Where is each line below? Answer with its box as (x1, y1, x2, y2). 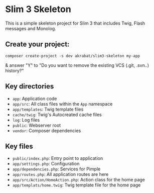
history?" (5, 67, 24, 73)
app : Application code (12, 95, 57, 102)
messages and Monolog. (5, 25, 56, 31)
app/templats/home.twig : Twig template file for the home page (12, 182, 141, 188)
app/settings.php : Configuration (12, 161, 80, 167)
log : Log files (12, 117, 40, 123)
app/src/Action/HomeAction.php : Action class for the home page (12, 177, 145, 183)
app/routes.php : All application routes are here (12, 171, 109, 177)
